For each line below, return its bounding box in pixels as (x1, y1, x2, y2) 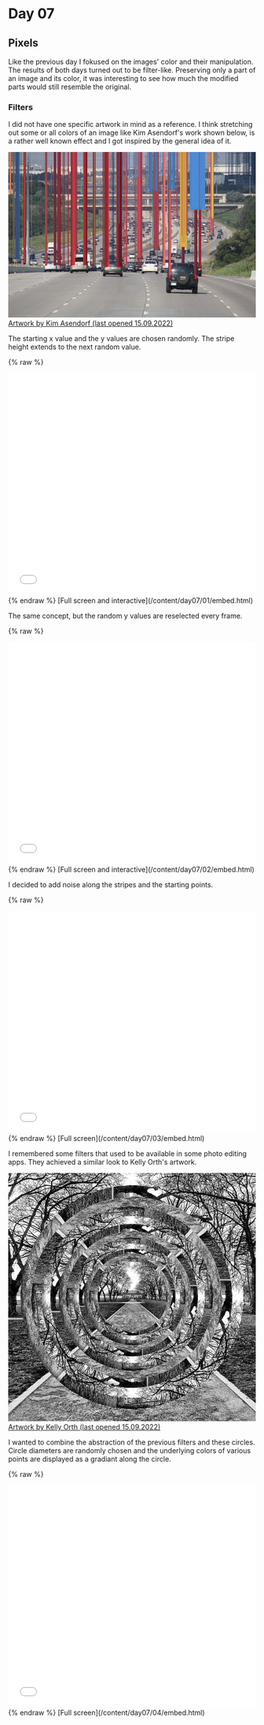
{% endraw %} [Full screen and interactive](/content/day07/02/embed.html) (8, 864, 255, 875)
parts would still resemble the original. (8, 82, 132, 91)
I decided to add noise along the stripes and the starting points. (8, 880, 214, 890)
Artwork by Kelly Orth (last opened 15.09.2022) (8, 1422, 161, 1432)
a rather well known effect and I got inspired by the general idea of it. (8, 136, 232, 146)
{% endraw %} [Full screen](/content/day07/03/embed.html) (8, 1134, 205, 1143)
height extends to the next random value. (8, 342, 141, 351)
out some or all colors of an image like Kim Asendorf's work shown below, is (8, 128, 255, 138)
